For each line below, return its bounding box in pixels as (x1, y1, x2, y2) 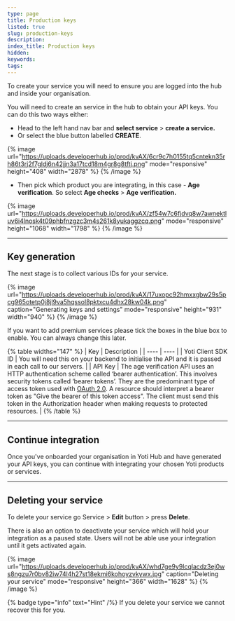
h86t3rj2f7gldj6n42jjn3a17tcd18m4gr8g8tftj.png (7, 159, 145, 168)
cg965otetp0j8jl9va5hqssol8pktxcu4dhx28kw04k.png (7, 298, 164, 306)
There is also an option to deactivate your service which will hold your (7, 526, 209, 535)
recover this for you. (7, 606, 66, 614)
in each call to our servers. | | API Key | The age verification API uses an (7, 362, 215, 371)
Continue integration (7, 434, 100, 446)
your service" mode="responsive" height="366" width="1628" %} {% (7, 578, 208, 586)
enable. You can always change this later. (7, 334, 127, 342)
